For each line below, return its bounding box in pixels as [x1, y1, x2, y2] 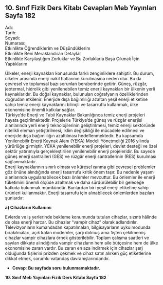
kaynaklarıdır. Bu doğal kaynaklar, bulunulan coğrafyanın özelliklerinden [5, 91, 148, 97]
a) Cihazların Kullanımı [5, 204, 52, 210]
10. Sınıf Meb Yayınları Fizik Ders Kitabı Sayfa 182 [5, 274, 107, 280]
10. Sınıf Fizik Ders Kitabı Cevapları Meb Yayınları [5, 4, 157, 12]
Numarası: [5, 40, 26, 46]
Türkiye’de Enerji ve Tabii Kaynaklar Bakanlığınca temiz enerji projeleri [5, 112, 145, 118]
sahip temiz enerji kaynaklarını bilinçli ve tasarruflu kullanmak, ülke [5, 101, 139, 107]
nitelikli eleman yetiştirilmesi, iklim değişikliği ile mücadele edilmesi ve [5, 127, 145, 133]
